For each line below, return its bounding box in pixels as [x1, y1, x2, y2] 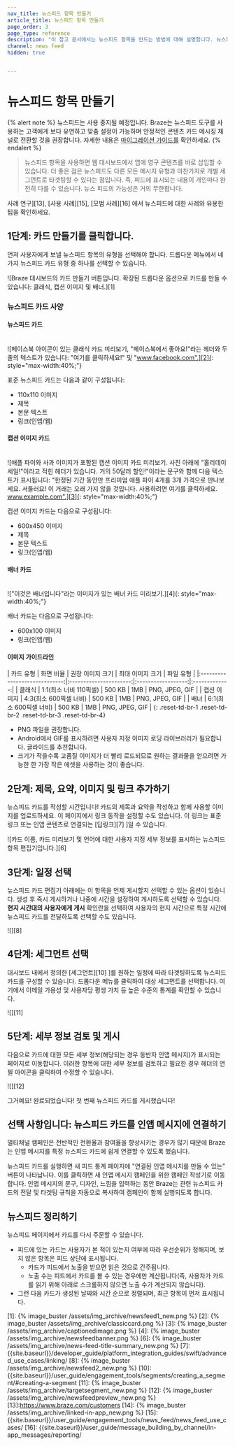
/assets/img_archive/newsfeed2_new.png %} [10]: [7, 1364, 152, 1373]
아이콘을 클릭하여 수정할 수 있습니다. [14, 1068, 114, 1076]
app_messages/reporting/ [7, 1431, 82, 1439]
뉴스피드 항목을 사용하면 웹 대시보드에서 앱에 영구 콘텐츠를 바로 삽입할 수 [24, 158, 222, 166]
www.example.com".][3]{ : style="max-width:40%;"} [7, 492, 158, 501]
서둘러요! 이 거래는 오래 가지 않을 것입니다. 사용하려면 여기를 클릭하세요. [22, 484, 218, 493]
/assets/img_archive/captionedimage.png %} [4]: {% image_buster [7, 1326, 201, 1336]
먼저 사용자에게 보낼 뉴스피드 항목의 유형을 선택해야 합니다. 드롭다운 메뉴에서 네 [7, 250, 224, 259]
